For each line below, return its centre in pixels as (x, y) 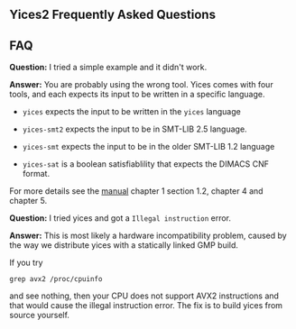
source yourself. (40, 315)
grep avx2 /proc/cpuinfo (56, 279)
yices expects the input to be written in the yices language (131, 112)
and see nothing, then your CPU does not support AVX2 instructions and (144, 296)
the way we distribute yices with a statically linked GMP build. (124, 245)
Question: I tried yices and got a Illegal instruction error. (120, 218)
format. (36, 174)
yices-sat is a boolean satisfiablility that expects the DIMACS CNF (145, 164)
